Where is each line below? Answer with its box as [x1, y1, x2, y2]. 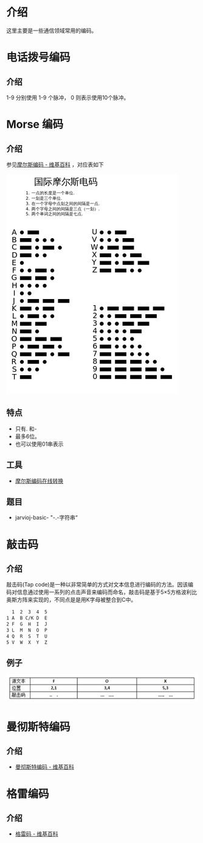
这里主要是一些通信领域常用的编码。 [6, 27, 97, 34]
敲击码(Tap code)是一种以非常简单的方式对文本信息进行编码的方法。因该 [6, 581, 188, 588]
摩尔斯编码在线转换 [15, 477, 64, 484]
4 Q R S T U [6, 633, 47, 640]
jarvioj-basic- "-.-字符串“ [15, 514, 78, 521]
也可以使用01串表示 [15, 440, 64, 448]
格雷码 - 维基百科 [15, 830, 59, 838]
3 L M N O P [6, 627, 47, 633]
